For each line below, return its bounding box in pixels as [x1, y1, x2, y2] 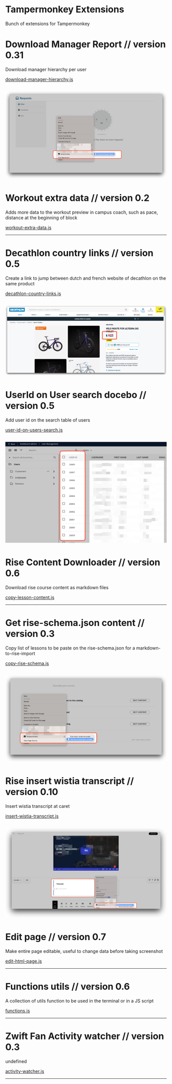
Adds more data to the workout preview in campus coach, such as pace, [5, 209, 158, 216]
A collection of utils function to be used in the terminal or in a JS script [5, 997, 154, 1004]
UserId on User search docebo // [5, 389, 147, 401]
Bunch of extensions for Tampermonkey [5, 20, 90, 27]
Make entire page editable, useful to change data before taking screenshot [5, 948, 163, 954]
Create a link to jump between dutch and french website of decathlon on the [5, 275, 166, 281]
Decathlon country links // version [5, 247, 154, 259]
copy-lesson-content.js [5, 594, 55, 600]
